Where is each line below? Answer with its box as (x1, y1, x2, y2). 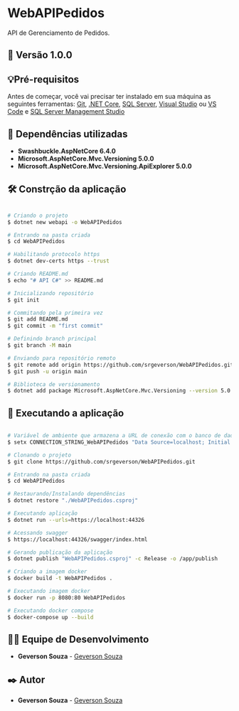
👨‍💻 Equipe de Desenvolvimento (7, 633, 149, 645)
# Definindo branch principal (7, 336, 97, 343)
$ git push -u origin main (7, 368, 87, 375)
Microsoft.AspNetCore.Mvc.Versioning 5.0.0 (17, 154, 154, 163)
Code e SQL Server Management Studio (7, 107, 125, 116)
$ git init (7, 296, 40, 304)
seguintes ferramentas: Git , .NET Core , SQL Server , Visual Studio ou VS (7, 100, 217, 108)
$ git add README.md (7, 316, 69, 323)
